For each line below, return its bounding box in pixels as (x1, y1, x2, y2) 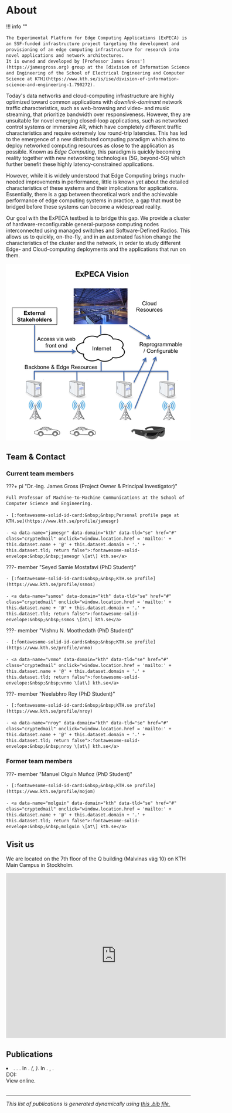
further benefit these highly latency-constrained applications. (6, 161, 154, 168)
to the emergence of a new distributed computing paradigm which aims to (6, 135, 185, 142)
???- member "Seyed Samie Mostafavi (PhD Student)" (6, 564, 137, 571)
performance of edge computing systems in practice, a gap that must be (6, 197, 182, 204)
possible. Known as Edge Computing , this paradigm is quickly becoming (6, 148, 180, 155)
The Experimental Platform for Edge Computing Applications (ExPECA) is (6, 35, 187, 41)
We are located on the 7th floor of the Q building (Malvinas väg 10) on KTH (6, 855, 186, 862)
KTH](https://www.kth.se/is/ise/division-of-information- (35, 76, 180, 82)
